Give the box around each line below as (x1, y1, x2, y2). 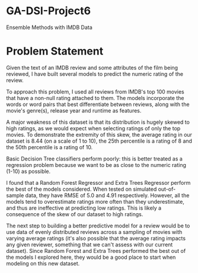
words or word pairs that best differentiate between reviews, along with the (6, 101, 190, 108)
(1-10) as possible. (6, 168, 51, 175)
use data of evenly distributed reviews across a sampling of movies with (6, 228, 183, 235)
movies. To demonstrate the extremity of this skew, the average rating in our (6, 131, 193, 138)
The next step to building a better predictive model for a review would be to (6, 222, 190, 229)
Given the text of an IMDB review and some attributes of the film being (6, 64, 178, 71)
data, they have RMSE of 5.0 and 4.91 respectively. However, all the (25, 191, 190, 199)
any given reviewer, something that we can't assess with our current (6, 241, 173, 248)
